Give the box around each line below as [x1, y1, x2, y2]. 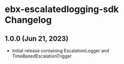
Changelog [5, 14, 52, 26]
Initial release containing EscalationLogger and [12, 48, 109, 53]
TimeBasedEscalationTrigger [12, 53, 72, 59]
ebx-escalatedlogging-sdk [5, 4, 119, 15]
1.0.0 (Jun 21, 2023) [5, 34, 69, 43]
